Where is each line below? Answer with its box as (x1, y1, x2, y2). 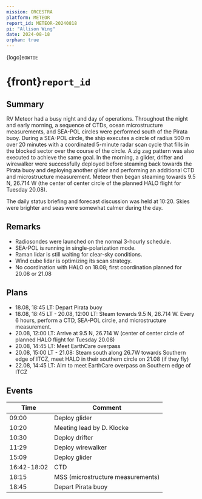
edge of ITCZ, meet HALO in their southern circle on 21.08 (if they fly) (15, 355, 189, 363)
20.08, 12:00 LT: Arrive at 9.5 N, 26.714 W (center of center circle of (15, 329, 184, 337)
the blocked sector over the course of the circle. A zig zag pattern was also (6, 147, 195, 155)
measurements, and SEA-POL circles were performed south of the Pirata (6, 128, 188, 135)
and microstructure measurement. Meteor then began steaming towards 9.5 (6, 173, 196, 180)
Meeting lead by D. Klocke (53, 424, 129, 432)
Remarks (6, 222, 41, 232)
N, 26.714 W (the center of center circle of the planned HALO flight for (6, 179, 181, 187)
